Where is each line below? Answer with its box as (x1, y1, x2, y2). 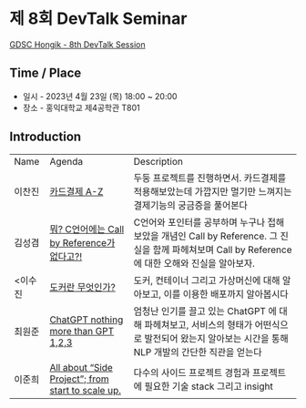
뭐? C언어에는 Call (49, 222, 125, 235)
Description (133, 155, 184, 168)
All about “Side (49, 361, 114, 373)
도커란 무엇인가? (49, 280, 116, 293)
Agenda (49, 155, 84, 168)
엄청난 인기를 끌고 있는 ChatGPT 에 (133, 304, 278, 317)
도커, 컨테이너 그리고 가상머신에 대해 (133, 274, 280, 287)
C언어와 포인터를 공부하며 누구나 (133, 216, 266, 229)
